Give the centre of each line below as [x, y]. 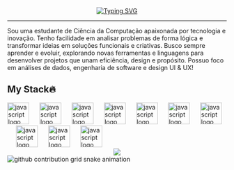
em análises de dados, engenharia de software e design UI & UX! [100, 68]
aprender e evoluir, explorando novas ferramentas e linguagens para [106, 53]
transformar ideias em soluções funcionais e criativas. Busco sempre [106, 45]
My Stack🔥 [32, 90]
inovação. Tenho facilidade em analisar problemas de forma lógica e [105, 38]
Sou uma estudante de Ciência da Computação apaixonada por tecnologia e [117, 31]
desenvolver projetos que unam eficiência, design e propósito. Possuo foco [116, 60]
